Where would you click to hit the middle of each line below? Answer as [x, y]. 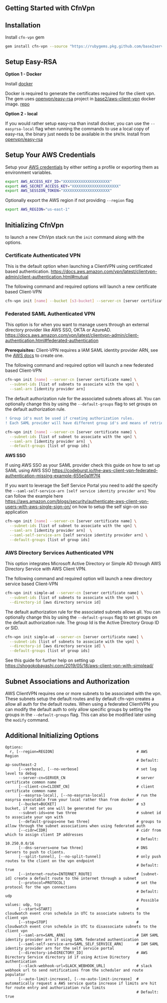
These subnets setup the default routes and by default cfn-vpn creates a [80, 699]
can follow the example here [34, 496]
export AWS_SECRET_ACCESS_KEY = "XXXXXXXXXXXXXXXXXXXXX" [63, 186]
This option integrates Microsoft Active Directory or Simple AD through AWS [83, 564]
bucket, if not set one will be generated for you [59, 808]
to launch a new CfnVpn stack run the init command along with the [75, 237]
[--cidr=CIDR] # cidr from [90, 830]
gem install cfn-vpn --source [37, 46]
